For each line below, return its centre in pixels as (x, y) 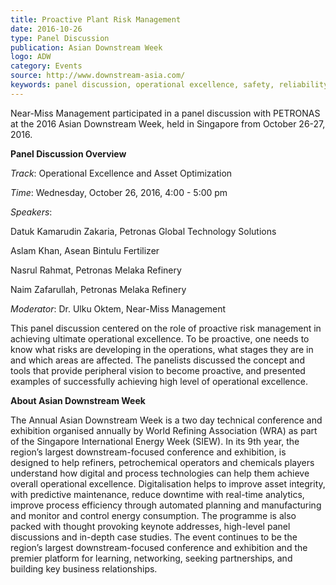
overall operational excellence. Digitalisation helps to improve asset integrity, (168, 483)
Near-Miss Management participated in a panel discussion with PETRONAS (165, 113)
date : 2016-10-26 (46, 29)
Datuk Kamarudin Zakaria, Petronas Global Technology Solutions (143, 231)
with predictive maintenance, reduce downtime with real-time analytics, (157, 494)
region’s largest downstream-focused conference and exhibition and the (159, 547)
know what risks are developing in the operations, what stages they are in (162, 349)
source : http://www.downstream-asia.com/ (98, 76)
